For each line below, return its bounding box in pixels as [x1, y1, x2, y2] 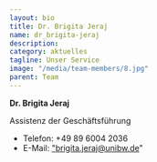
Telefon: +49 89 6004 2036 [22, 133, 129, 144]
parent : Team [9, 73, 59, 82]
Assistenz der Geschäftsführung [9, 115, 131, 126]
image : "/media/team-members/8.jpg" [9, 65, 149, 74]
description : [9, 38, 59, 48]
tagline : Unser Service [9, 56, 100, 65]
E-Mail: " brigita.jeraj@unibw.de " [22, 142, 143, 153]
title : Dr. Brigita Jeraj [9, 22, 108, 31]
